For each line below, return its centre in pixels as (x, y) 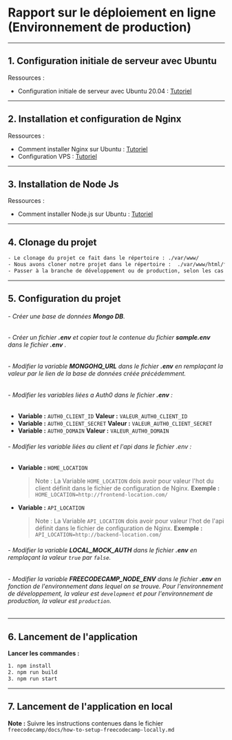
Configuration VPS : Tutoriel (57, 156)
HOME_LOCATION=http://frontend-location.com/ (101, 495)
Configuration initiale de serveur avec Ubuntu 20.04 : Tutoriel (105, 91)
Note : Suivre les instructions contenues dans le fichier (86, 723)
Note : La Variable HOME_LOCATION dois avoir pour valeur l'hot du (124, 481)
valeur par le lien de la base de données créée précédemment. (97, 373)
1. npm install (30, 666)
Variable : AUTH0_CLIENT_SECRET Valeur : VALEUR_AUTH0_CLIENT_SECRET (115, 424)
